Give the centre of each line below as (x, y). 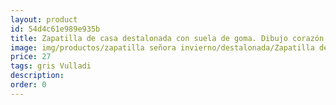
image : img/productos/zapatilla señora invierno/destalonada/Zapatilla (162, 47)
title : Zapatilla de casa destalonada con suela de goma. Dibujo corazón (167, 38)
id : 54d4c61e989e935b (55, 29)
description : (37, 76)
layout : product (44, 19)
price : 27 (31, 57)
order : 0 (28, 85)
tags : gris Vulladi (51, 66)
